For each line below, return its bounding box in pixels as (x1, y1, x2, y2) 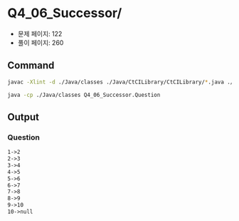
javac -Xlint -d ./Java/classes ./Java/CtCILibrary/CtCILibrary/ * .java (7, 78, 224, 86)
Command (7, 59, 55, 72)
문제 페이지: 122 (17, 29, 63, 38)
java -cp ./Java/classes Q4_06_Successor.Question (7, 91, 161, 98)
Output (7, 110, 39, 123)
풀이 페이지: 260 (17, 38, 64, 47)
